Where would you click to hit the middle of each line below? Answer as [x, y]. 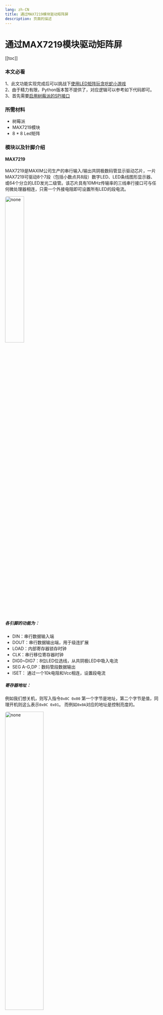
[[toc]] [11, 58]
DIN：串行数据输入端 [33, 636]
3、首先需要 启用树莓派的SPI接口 [38, 95]
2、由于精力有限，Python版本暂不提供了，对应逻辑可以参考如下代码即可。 [80, 90]
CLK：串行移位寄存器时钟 [38, 655]
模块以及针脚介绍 [25, 147]
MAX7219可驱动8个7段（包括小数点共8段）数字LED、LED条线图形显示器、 [80, 177]
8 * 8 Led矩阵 [26, 133]
